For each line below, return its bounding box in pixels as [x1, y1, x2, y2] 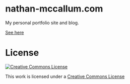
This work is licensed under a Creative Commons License [5, 73, 125, 79]
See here [5, 29, 24, 35]
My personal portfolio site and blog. [5, 20, 79, 26]
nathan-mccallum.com [5, 3, 103, 15]
